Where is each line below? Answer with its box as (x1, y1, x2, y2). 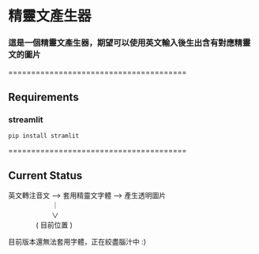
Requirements (8, 90, 79, 103)
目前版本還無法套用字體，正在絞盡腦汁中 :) (8, 237, 147, 246)
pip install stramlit (8, 132, 80, 140)
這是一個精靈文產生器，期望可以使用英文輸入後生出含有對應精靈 (8, 37, 251, 48)
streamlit (8, 114, 43, 125)
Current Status (8, 169, 83, 182)
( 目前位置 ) (35, 220, 73, 230)
